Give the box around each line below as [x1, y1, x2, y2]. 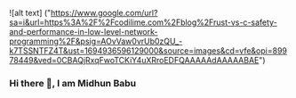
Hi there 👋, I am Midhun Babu [9, 77, 136, 89]
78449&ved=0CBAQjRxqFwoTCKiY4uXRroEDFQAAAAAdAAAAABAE [9, 55, 260, 65]
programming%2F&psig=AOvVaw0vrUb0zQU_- [9, 36, 183, 46]
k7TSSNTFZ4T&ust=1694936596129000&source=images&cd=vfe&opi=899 [9, 45, 287, 56]
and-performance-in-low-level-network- [9, 27, 158, 37]
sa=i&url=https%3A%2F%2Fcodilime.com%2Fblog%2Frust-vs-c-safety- [9, 17, 277, 28]
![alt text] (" [9, 8, 52, 18]
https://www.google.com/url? [50, 8, 158, 18]
